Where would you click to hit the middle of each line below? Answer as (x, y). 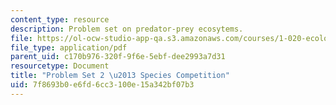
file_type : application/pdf (69, 47)
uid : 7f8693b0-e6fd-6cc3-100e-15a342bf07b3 (102, 85)
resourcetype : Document (60, 66)
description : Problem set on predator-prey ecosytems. (127, 29)
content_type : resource (60, 19)
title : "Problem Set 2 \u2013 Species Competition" (120, 76)
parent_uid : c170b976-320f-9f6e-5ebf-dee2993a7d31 (118, 57)
